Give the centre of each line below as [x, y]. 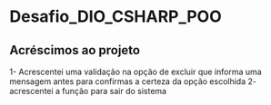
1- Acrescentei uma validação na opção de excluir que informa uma [135, 72]
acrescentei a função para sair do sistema [88, 91]
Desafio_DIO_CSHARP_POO [115, 17]
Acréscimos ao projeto [75, 50]
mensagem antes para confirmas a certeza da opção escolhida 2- [133, 81]
